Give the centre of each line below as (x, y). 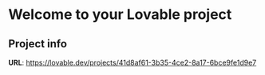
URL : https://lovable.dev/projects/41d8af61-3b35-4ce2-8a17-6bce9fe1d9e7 (132, 62)
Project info (38, 44)
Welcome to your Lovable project (120, 15)
